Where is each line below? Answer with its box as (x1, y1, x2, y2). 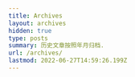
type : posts (8, 34, 48, 43)
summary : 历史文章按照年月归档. (8, 42, 104, 50)
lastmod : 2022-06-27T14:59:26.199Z (8, 57, 128, 65)
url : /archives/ (8, 49, 63, 57)
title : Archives (8, 11, 63, 20)
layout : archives (8, 19, 67, 27)
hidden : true (8, 26, 52, 34)
